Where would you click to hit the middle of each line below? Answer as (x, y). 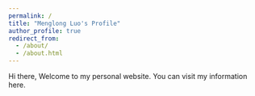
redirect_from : (34, 38)
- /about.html (39, 53)
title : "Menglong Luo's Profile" (65, 23)
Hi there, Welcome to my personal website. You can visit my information (128, 76)
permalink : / (30, 16)
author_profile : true (45, 31)
